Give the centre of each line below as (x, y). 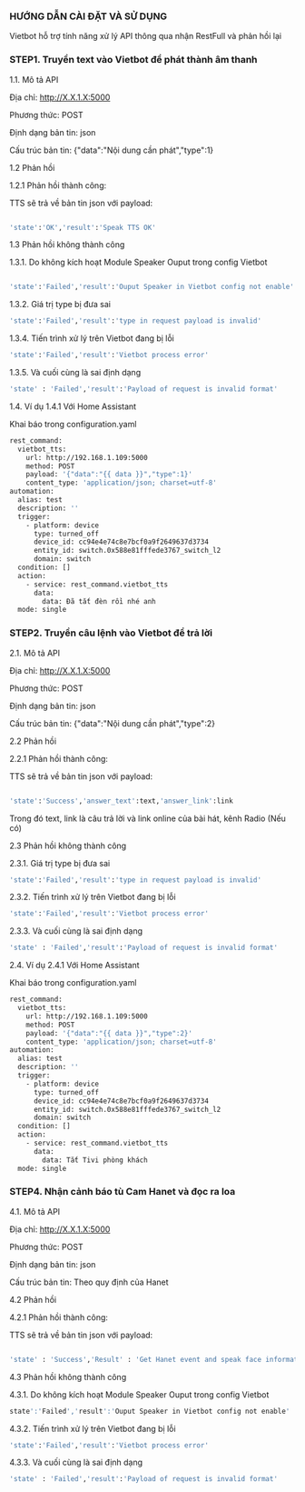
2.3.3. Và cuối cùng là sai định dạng (76, 931)
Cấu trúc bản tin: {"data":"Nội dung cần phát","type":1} (112, 150)
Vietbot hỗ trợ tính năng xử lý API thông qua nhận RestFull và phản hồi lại (146, 36)
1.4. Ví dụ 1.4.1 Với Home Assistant (73, 406)
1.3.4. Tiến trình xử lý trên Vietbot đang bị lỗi (92, 338)
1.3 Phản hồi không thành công (67, 245)
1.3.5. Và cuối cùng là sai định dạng (75, 373)
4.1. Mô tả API (35, 1211)
